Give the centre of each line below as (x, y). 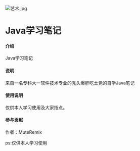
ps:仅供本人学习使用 (26, 143)
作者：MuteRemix (24, 132)
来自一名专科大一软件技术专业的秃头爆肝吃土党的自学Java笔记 (70, 83)
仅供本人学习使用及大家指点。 (36, 107)
